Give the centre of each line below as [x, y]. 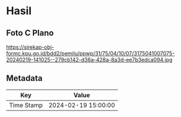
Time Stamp [26, 105]
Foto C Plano [30, 33]
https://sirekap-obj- [30, 47]
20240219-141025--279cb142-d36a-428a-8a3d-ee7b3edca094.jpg [89, 60]
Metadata [24, 78]
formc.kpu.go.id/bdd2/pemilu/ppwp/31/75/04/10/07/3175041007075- [90, 53]
